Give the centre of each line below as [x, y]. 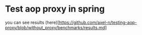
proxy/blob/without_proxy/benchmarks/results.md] [56, 27]
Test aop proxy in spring [55, 9]
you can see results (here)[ [32, 22]
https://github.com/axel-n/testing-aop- [98, 22]
